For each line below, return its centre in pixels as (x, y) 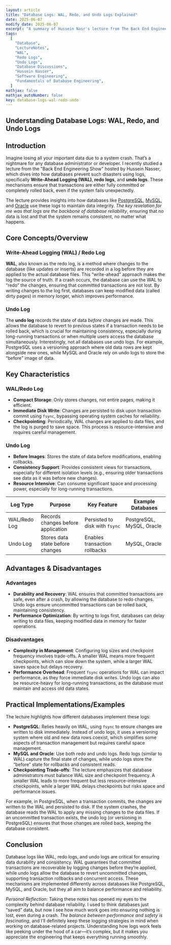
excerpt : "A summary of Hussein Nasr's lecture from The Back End (77, 29)
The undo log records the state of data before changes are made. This (80, 320)
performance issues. (35, 792)
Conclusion (24, 844)
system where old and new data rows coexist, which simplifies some (85, 738)
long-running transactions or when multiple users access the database (80, 337)
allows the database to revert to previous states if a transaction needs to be (85, 326)
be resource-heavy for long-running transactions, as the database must (88, 683)
